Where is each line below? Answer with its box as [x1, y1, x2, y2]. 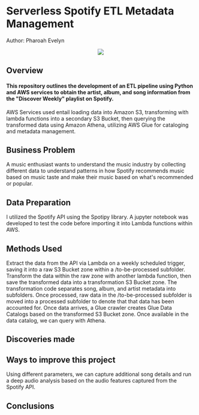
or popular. [6, 180, 34, 187]
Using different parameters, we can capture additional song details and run [6, 371, 192, 378]
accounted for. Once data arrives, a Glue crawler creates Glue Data [6, 304, 172, 311]
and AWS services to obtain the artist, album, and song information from [6, 88, 191, 95]
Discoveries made [6, 335, 75, 345]
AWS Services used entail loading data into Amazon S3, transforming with [6, 108, 189, 115]
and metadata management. [6, 127, 76, 135]
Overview [6, 65, 44, 76]
